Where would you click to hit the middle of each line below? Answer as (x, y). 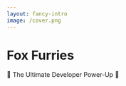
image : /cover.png (34, 20)
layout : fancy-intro (37, 14)
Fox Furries (41, 55)
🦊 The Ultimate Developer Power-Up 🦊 (63, 75)
